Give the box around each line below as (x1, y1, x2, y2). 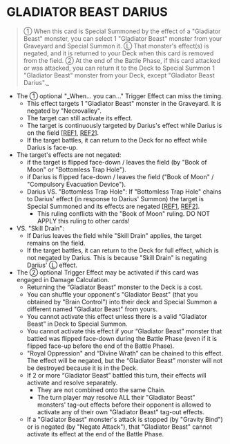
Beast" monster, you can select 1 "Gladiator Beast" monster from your (23, 34, 222, 42)
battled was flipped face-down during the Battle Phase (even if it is (26, 334, 218, 342)
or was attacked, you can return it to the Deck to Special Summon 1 (23, 64, 215, 72)
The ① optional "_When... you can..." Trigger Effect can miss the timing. (16, 91, 223, 100)
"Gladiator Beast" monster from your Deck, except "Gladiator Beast (23, 71, 215, 80)
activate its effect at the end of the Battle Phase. (26, 429, 164, 438)
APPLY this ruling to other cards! (37, 216, 130, 225)
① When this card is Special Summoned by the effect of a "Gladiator (23, 27, 221, 35)
